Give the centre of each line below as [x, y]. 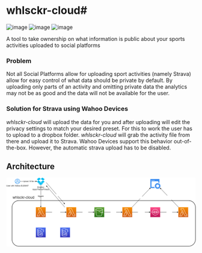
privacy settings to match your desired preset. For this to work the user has [99, 128]
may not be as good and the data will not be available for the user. [88, 93]
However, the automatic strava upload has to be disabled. [100, 148]
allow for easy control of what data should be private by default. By [90, 80]
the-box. [17, 148]
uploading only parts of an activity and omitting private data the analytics [97, 87]
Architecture [31, 166]
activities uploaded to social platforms [53, 45]
